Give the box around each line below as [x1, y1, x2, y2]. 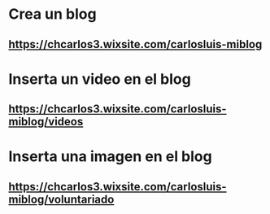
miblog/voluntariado [8, 192, 115, 206]
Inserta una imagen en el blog [8, 147, 213, 166]
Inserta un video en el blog [8, 70, 191, 88]
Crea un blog [8, 5, 97, 24]
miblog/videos [8, 115, 84, 129]
